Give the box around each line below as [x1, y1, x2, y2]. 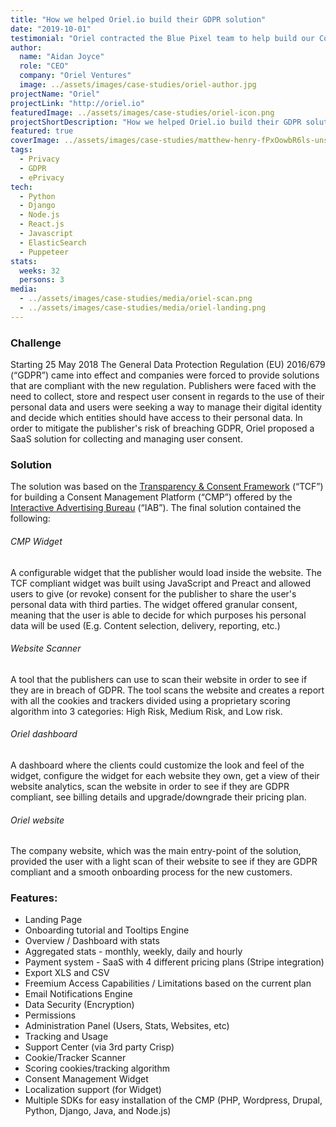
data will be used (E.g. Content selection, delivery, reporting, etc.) [10, 619, 281, 631]
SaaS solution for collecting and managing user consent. [10, 433, 243, 445]
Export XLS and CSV [24, 967, 110, 979]
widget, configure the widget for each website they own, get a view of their [10, 769, 320, 781]
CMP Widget [10, 535, 63, 547]
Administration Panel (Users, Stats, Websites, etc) [24, 1020, 230, 1032]
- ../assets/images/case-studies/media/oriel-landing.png [19, 303, 267, 313]
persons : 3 [19, 275, 65, 285]
